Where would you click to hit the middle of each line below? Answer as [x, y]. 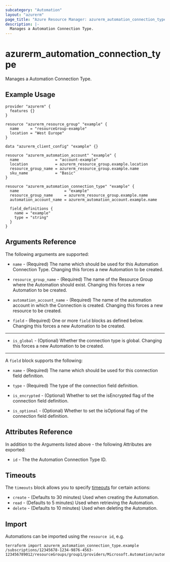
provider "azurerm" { [28, 106]
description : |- [22, 24]
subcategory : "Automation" [34, 10]
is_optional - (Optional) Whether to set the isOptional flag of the [80, 410]
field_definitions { [31, 209]
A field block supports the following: [44, 360]
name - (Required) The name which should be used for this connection [85, 370]
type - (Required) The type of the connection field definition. [76, 385]
